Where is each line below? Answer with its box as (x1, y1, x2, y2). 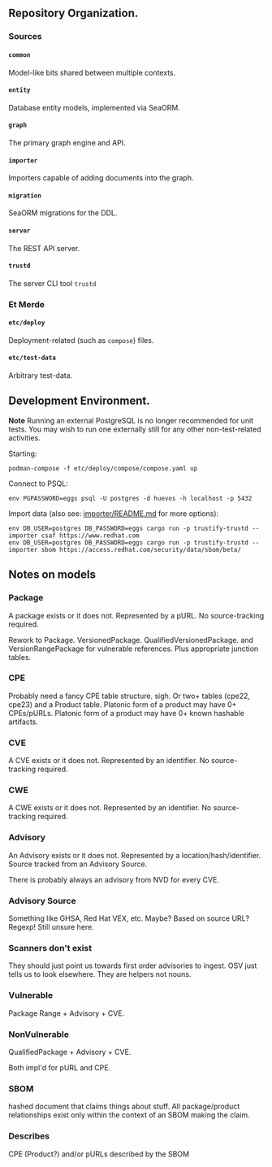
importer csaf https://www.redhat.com (8, 531, 140, 540)
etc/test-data (8, 354, 57, 362)
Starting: (8, 449, 37, 458)
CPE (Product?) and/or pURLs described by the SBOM (8, 1149, 189, 1159)
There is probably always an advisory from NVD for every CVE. (8, 874, 219, 884)
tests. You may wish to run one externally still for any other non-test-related (8, 424, 261, 434)
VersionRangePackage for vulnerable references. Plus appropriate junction (8, 644, 259, 653)
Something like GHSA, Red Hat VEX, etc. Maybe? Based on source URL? (8, 913, 250, 923)
